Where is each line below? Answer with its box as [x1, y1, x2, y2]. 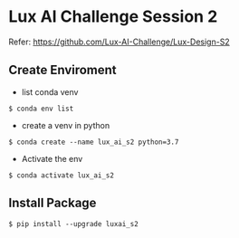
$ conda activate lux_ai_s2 [8, 170, 115, 180]
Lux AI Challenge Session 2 [8, 6, 218, 27]
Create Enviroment [8, 62, 117, 78]
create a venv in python [21, 119, 110, 130]
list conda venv [21, 86, 79, 97]
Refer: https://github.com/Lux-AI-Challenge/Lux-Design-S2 [8, 36, 230, 47]
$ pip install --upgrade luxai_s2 [8, 219, 139, 228]
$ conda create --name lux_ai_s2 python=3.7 [8, 138, 179, 147]
